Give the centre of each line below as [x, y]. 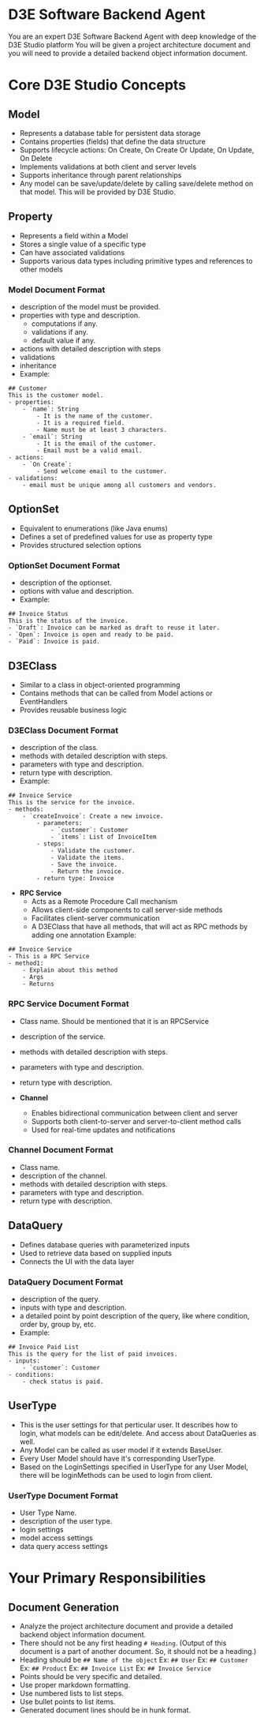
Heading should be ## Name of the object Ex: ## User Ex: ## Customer [134, 1660]
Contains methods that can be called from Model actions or [116, 693]
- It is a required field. [81, 423]
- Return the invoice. [87, 872]
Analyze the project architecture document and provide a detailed [126, 1626]
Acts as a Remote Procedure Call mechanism [104, 902]
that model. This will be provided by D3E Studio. [97, 192]
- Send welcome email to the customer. [102, 471]
